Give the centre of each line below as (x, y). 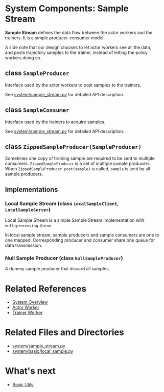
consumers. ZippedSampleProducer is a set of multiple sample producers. (78, 164)
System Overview (30, 302)
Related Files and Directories (65, 332)
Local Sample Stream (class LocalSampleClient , (62, 203)
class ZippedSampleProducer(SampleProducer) (73, 146)
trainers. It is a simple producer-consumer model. (55, 38)
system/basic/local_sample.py (43, 351)
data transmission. (24, 245)
